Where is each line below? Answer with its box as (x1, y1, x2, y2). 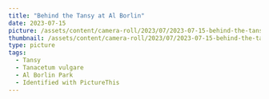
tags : (8, 49, 26, 57)
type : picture (8, 42, 56, 49)
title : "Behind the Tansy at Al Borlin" (8, 11, 146, 20)
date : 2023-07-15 (8, 19, 66, 27)
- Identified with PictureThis (15, 78, 120, 86)
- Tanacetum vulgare (15, 64, 84, 72)
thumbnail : (8, 34, 45, 42)
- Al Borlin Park (15, 71, 74, 79)
